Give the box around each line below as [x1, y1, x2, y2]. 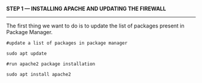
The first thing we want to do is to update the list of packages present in [6, 22, 185, 29]
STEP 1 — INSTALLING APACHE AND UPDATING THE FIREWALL [6, 5, 167, 12]
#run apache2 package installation [6, 61, 96, 67]
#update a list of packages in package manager [6, 40, 128, 46]
